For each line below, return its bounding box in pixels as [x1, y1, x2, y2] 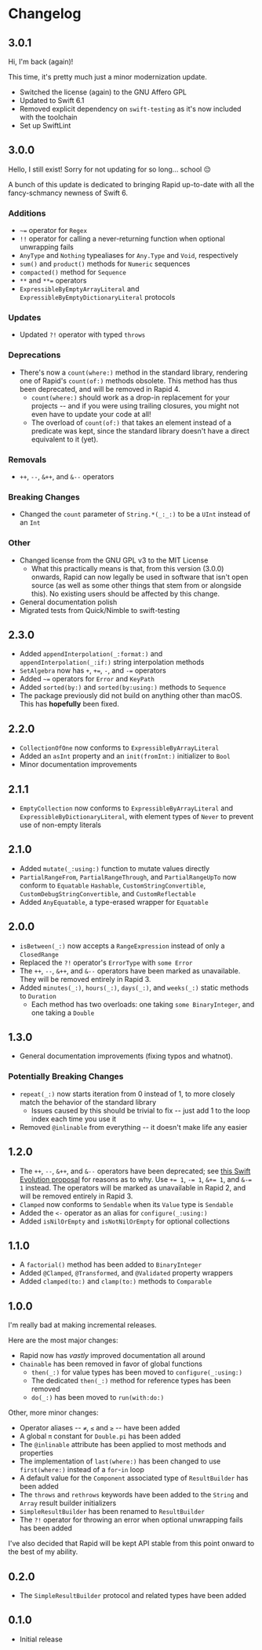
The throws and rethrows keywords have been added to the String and [19, 1490, 249, 1500]
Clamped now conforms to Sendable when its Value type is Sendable [19, 1199, 234, 1209]
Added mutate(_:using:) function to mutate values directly [19, 863, 210, 873]
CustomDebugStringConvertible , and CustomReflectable [19, 888, 196, 898]
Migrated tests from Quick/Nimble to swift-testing [19, 605, 180, 615]
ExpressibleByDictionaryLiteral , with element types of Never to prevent [19, 812, 254, 821]
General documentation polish [19, 597, 118, 607]
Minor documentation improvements [19, 760, 137, 770]
